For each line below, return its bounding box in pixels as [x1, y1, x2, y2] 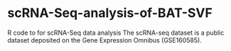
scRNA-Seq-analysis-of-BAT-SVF [7, 5, 213, 21]
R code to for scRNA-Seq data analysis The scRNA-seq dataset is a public [7, 28, 225, 37]
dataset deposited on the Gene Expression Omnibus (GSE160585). [7, 35, 203, 44]
